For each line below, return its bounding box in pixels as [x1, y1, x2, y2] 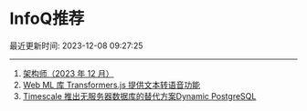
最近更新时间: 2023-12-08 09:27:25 [9, 40, 143, 51]
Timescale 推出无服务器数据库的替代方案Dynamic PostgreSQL [22, 90, 257, 101]
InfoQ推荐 [9, 8, 85, 29]
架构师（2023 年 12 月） [22, 67, 114, 78]
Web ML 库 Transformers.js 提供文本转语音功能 [22, 79, 201, 90]
